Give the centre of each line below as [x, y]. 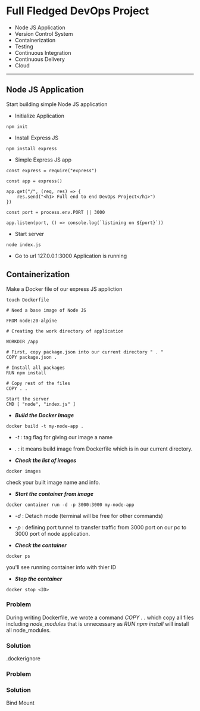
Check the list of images [46, 460]
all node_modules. [29, 630]
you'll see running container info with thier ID [61, 567]
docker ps [18, 556]
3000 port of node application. [52, 533]
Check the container [41, 545]
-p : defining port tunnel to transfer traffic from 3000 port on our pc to [101, 527]
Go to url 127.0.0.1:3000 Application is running [71, 256]
